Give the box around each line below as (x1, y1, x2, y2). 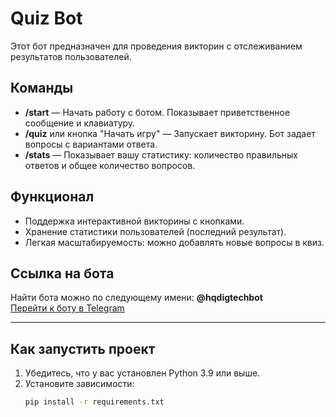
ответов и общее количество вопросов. (24, 159, 196, 171)
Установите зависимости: (24, 378, 135, 390)
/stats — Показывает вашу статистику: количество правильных (24, 148, 299, 161)
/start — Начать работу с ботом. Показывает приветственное (24, 106, 291, 118)
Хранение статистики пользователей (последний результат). (24, 225, 287, 237)
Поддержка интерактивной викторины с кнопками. (24, 215, 245, 227)
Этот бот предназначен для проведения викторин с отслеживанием (10, 40, 303, 52)
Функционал (10, 188, 95, 206)
